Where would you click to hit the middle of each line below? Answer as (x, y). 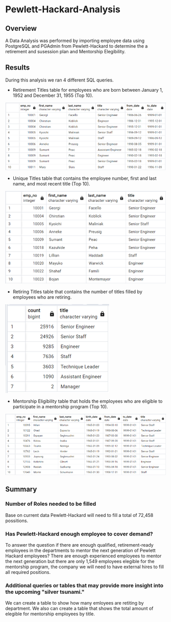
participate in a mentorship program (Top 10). (60, 406)
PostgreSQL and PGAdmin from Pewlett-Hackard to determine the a (77, 46)
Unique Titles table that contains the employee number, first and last (84, 178)
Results (18, 68)
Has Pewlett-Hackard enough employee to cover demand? (79, 534)
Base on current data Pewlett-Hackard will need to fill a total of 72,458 (79, 515)
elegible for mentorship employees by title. (50, 614)
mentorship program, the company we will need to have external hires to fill (85, 567)
